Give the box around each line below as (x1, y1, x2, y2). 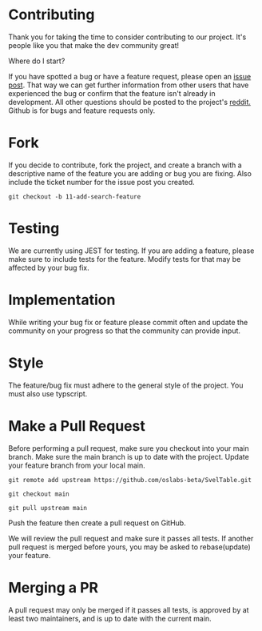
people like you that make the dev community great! (8, 40, 180, 50)
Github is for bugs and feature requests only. (8, 106, 156, 115)
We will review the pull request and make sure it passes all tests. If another (8, 533, 254, 543)
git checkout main (8, 490, 69, 498)
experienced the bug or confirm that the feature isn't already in (8, 88, 216, 98)
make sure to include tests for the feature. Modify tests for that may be (8, 254, 241, 263)
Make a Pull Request (8, 416, 145, 435)
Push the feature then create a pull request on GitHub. (8, 518, 186, 528)
